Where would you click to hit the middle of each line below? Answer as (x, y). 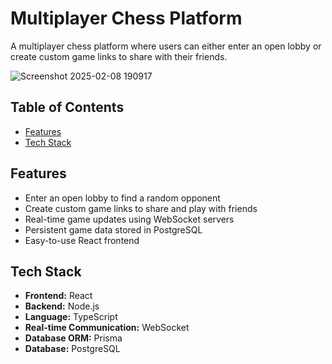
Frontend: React (58, 296)
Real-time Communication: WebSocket (107, 328)
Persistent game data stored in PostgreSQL (113, 229)
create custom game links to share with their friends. (119, 56)
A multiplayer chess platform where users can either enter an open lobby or (166, 46)
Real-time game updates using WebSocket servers (129, 219)
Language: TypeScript (71, 317)
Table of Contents (67, 107)
